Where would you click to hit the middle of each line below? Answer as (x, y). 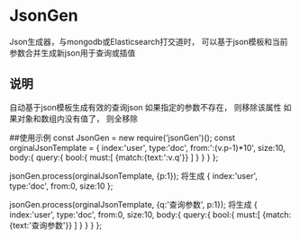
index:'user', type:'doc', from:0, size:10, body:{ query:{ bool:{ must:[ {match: (150, 214)
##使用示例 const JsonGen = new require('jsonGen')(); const (123, 137)
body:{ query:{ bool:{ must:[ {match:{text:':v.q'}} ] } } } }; (114, 157)
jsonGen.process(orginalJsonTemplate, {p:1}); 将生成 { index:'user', (134, 175)
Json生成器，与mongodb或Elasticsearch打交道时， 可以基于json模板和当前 (149, 41)
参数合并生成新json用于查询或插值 (73, 53)
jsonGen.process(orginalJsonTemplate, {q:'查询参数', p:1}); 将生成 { (134, 204)
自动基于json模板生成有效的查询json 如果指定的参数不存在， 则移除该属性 (145, 107)
